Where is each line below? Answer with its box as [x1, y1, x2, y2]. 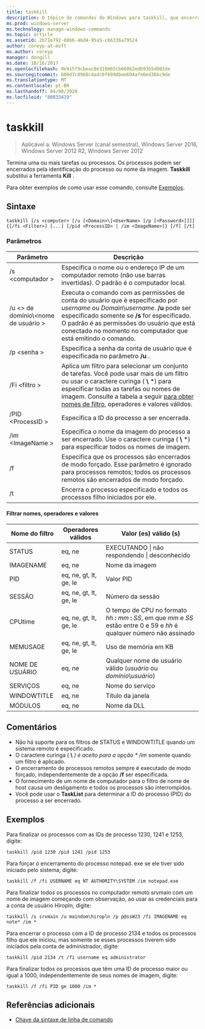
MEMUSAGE [9, 642, 45, 651]
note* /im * [6, 918, 37, 925]
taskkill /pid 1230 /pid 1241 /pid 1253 [6, 849, 111, 855]
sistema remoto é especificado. [15, 744, 95, 752]
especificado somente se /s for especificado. [61, 311, 192, 319]
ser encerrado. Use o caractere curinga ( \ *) [61, 435, 190, 443]
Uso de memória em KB [106, 642, 174, 651]
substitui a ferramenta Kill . [6, 172, 74, 179]
